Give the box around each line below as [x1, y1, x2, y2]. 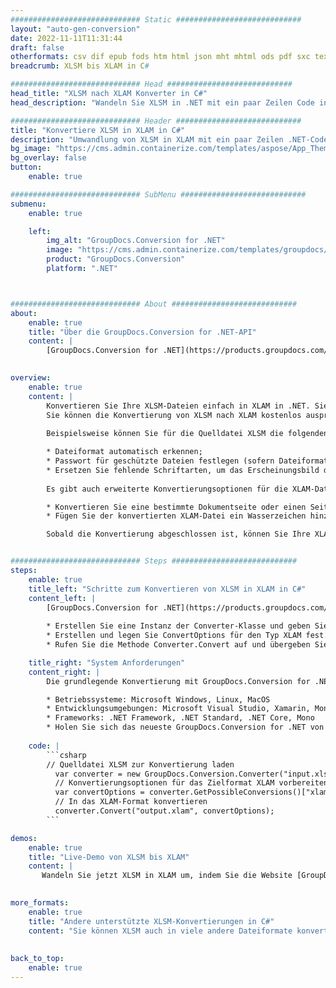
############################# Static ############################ [10, 14, 302, 25]
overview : [10, 373, 52, 383]
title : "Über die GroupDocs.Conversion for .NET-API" [28, 327, 257, 337]
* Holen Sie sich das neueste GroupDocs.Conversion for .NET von [46, 722, 325, 733]
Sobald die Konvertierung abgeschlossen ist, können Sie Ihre [46, 529, 311, 540]
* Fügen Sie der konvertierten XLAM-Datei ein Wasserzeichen [46, 511, 307, 521]
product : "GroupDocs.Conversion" [46, 254, 186, 265]
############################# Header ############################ [10, 116, 302, 126]
